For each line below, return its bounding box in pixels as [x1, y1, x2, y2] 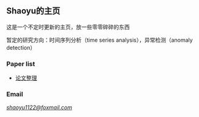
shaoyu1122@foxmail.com [6, 104, 72, 111]
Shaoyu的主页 [6, 6, 61, 17]
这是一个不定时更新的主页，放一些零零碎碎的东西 [6, 23, 130, 31]
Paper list [6, 59, 36, 68]
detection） [6, 43, 36, 51]
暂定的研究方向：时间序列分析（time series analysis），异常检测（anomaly [6, 36, 193, 43]
